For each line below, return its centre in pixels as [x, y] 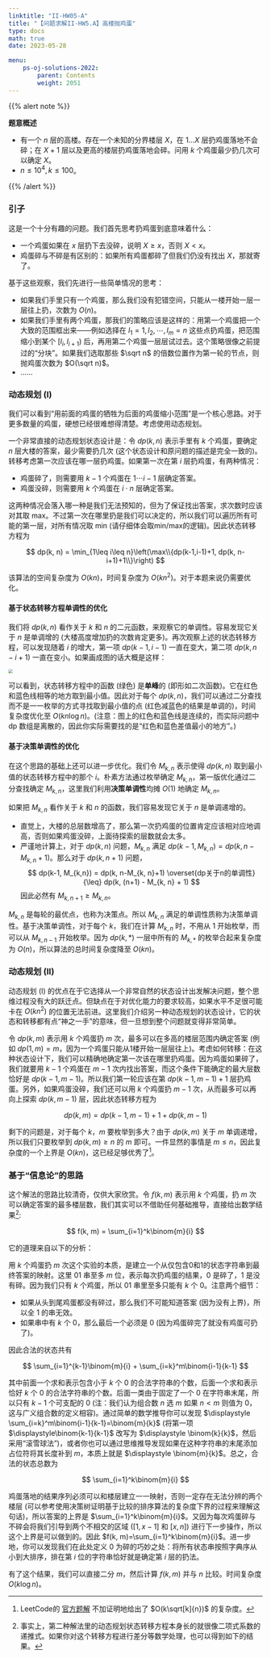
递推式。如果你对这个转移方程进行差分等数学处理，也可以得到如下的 [133, 1636]
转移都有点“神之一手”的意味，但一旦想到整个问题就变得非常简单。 [131, 1022]
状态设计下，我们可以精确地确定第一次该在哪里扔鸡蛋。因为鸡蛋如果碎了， [139, 1059]
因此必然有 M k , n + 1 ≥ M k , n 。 [67, 897]
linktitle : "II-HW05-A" [48, 16]
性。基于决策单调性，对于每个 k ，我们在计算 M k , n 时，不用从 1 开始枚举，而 [134, 927]
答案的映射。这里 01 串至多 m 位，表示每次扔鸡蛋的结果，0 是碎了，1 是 [134, 1275]
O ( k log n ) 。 [27, 1585]
